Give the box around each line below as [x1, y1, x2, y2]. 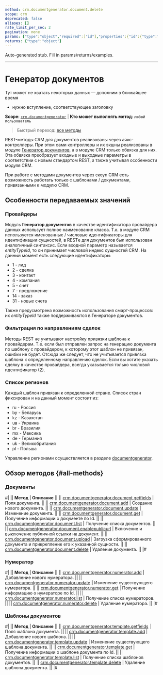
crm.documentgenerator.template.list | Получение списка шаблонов [5, 655, 144, 660]
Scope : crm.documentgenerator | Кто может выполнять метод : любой [5, 114, 146, 119]
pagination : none [5, 30, 40, 34]
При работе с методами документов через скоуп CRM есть [5, 172, 129, 178]
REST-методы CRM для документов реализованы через [5, 136, 121, 142]
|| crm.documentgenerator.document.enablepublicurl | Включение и [5, 526, 142, 531]
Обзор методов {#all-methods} [5, 469, 104, 477]
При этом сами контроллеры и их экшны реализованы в [34, 142, 153, 148]
